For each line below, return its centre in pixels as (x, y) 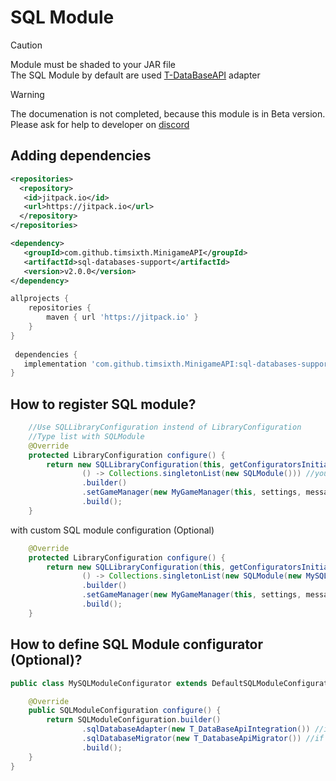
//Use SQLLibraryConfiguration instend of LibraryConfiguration (165, 427)
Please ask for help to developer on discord (100, 124)
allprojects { (40, 299)
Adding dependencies (81, 156)
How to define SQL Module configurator (137, 644)
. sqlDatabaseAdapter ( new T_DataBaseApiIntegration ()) (196, 729)
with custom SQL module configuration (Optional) (112, 530)
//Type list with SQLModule (86, 436)
